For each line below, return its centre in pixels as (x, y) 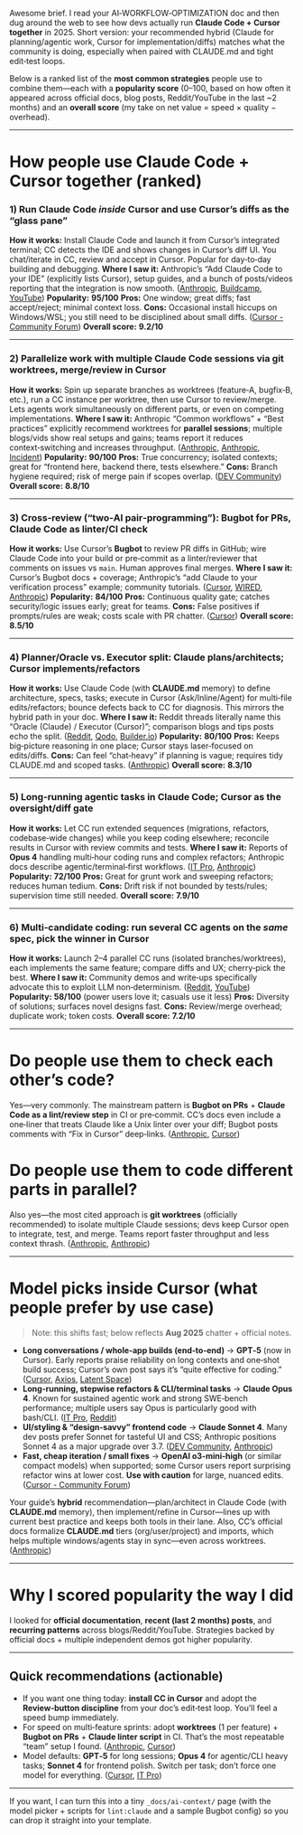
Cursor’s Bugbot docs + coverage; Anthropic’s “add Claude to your (133, 578)
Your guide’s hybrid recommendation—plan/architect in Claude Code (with (148, 1502)
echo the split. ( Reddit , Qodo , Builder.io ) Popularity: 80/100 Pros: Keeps (144, 737)
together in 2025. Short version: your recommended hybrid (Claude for (142, 32)
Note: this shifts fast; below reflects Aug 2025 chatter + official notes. (161, 1332)
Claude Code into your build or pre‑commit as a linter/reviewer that (133, 559)
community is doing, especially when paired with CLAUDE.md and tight (142, 52)
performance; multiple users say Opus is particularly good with (139, 1407)
